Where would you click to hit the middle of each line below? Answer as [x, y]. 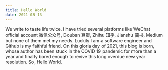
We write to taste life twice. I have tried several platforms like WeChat [78, 29]
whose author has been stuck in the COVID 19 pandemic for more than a [81, 51]
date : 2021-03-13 [24, 15]
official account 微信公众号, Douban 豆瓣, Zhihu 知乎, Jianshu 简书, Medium [84, 35]
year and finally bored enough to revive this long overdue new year [75, 56]
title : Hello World [26, 10]
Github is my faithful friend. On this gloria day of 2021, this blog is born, [80, 46]
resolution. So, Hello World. [34, 62]
